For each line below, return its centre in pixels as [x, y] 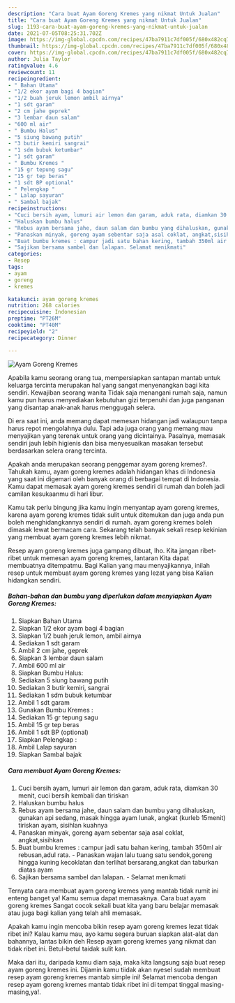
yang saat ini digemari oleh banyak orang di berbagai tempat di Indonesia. [114, 478]
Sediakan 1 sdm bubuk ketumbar [65, 695]
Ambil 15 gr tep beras [48, 725]
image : [17, 40]
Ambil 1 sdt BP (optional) [53, 732]
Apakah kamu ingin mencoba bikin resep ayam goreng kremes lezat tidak [113, 927]
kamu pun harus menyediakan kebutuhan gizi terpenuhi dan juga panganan [116, 400]
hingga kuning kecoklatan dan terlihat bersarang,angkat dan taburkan [118, 863]
